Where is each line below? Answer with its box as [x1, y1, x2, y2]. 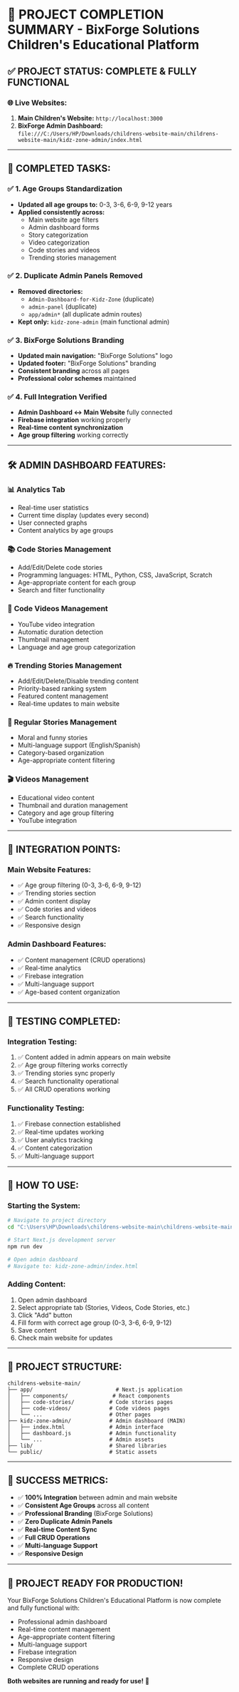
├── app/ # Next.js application [7, 1386, 183, 1393]
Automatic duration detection [17, 627, 104, 636]
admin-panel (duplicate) [28, 302, 97, 311]
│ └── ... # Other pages [7, 1411, 152, 1418]
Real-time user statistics [17, 503, 89, 512]
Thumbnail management [17, 635, 90, 644]
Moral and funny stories [17, 734, 88, 742]
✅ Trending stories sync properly [17, 1069, 115, 1077]
